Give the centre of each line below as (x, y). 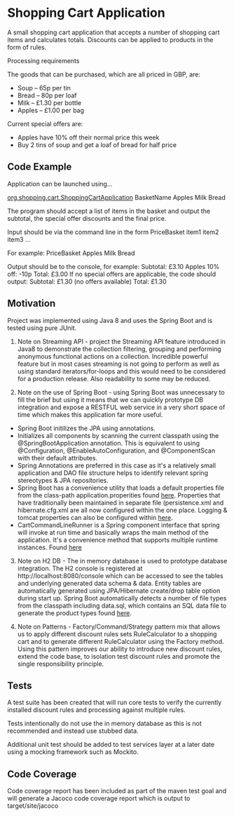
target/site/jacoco (33, 806)
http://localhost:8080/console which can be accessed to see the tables (120, 575)
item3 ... (19, 239)
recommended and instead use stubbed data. (73, 731)
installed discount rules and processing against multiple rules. (96, 710)
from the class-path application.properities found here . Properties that (119, 495)
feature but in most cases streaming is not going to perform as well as (118, 364)
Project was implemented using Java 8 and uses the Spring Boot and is (110, 320)
